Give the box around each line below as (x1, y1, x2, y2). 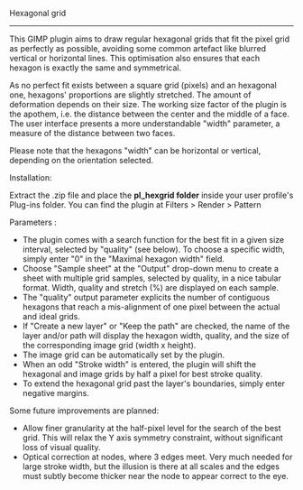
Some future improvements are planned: (9, 405, 160, 416)
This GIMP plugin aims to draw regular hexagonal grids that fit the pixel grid (9, 33, 290, 44)
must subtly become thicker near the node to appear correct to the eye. (22, 471, 289, 481)
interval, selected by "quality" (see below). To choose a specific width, (22, 244, 286, 254)
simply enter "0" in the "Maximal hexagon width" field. (22, 254, 225, 264)
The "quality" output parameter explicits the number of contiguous (22, 292, 271, 302)
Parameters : (9, 217, 57, 227)
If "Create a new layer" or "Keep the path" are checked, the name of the (22, 320, 290, 331)
